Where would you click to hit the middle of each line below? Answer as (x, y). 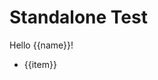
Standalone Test (78, 17)
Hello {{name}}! (41, 45)
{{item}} (40, 64)
